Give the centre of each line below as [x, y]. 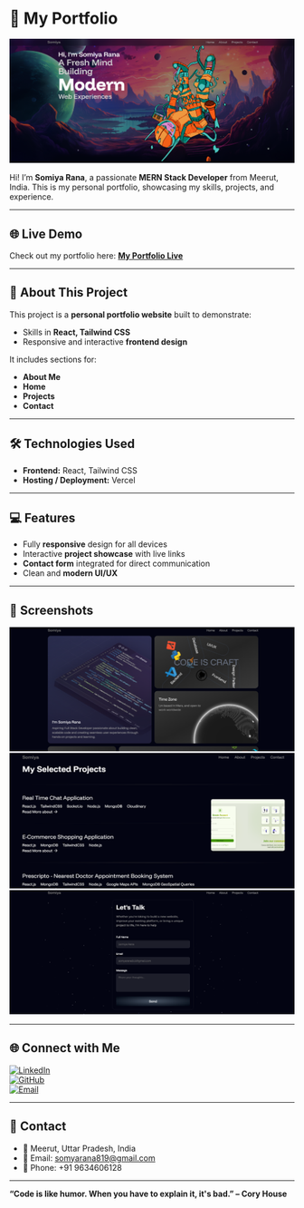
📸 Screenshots [52, 610]
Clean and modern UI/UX [70, 573]
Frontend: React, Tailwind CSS [80, 470]
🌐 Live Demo [46, 234]
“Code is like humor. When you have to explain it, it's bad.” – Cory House [148, 1193]
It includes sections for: [53, 359]
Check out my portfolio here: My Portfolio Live [96, 255]
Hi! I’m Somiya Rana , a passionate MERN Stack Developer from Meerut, [144, 178]
